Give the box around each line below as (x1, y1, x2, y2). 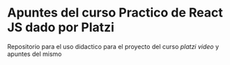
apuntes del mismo (7, 50, 62, 58)
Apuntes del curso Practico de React (7, 5, 223, 21)
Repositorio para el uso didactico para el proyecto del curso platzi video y (7, 42, 220, 50)
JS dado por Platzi (7, 19, 115, 35)
